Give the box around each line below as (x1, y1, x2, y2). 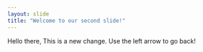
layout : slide (7, 10, 50, 18)
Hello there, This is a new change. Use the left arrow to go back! (7, 36, 196, 45)
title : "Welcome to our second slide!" (7, 17, 126, 24)
